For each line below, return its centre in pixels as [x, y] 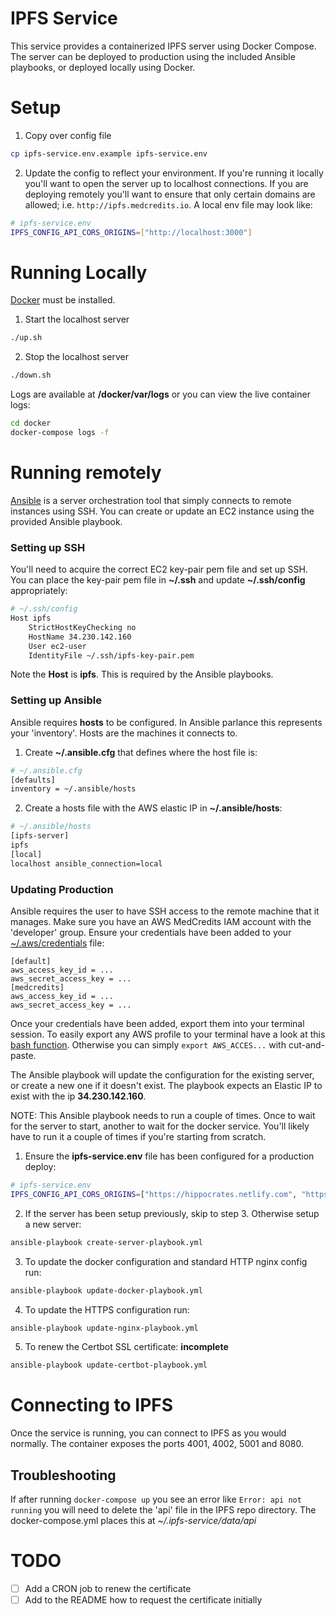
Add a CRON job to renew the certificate [108, 1588]
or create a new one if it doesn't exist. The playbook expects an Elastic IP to [166, 1086]
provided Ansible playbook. [66, 521]
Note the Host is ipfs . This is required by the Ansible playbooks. [142, 674]
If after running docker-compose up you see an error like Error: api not [156, 1499]
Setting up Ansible [56, 700]
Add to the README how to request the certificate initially [143, 1600]
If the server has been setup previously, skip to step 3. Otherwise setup [172, 1213]
